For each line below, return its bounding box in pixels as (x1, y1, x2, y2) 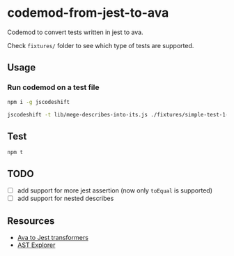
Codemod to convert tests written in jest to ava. (7, 28, 144, 36)
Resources (7, 215, 55, 227)
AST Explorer (17, 241, 56, 249)
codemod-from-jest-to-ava (7, 5, 169, 21)
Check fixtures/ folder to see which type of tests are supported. (7, 41, 194, 50)
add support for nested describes (17, 194, 114, 203)
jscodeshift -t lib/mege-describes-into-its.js (7, 111, 148, 118)
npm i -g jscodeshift (7, 98, 70, 105)
